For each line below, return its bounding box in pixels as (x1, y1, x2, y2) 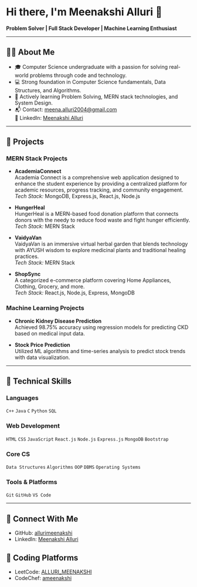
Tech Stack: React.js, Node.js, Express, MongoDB (14, 289, 135, 296)
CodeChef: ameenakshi (14, 574, 72, 581)
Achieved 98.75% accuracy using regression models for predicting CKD (14, 323, 189, 331)
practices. (14, 253, 39, 260)
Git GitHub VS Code (6, 492, 52, 498)
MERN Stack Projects (6, 155, 68, 163)
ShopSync (14, 270, 41, 278)
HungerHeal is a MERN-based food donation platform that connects (14, 210, 179, 217)
